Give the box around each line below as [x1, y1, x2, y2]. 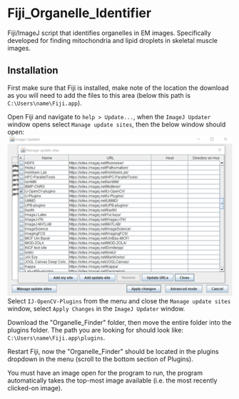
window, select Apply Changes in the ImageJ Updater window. [7, 305, 185, 313]
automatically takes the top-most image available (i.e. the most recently [7, 376, 218, 385]
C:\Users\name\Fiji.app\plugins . [7, 333, 106, 342]
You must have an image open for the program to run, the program [7, 369, 203, 378]
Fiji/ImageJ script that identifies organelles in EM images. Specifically [7, 29, 212, 37]
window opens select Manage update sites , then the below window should [7, 120, 226, 128]
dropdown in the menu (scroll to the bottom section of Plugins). [7, 355, 194, 363]
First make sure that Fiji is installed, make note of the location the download [7, 84, 229, 92]
